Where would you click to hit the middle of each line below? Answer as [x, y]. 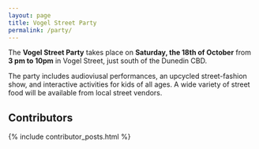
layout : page [30, 15]
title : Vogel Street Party [53, 23]
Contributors [41, 118]
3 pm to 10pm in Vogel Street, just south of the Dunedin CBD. [108, 61]
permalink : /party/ [40, 30]
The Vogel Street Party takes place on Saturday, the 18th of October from [129, 53]
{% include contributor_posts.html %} [69, 137]
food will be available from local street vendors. [85, 93]
